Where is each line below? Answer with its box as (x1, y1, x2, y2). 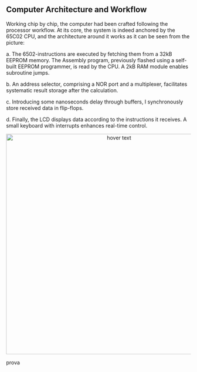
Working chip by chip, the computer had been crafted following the (6, 20, 168, 27)
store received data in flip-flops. (6, 104, 84, 111)
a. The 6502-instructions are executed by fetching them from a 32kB (6, 50, 172, 58)
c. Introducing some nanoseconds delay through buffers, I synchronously (6, 98, 184, 105)
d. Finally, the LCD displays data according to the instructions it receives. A (6, 116, 187, 123)
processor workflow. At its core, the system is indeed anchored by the (6, 26, 175, 33)
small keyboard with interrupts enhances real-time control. (6, 122, 148, 129)
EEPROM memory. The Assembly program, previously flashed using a (6, 56, 175, 63)
